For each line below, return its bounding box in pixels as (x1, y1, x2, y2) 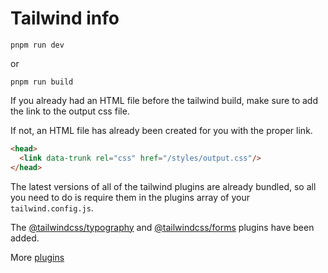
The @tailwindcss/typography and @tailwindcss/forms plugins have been (10, 221, 315, 233)
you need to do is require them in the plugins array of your (10, 191, 251, 203)
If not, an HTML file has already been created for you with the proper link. (10, 124, 313, 136)
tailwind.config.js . (10, 202, 94, 214)
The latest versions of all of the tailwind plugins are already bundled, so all (10, 180, 317, 192)
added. (10, 232, 40, 244)
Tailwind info (10, 7, 120, 30)
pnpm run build (10, 77, 74, 87)
